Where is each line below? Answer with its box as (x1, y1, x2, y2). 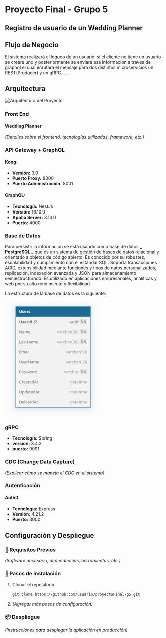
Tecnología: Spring (12, 435, 52, 441)
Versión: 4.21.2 (12, 511, 44, 517)
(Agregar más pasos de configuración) (12, 601, 93, 607)
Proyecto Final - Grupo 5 (5, 4, 108, 15)
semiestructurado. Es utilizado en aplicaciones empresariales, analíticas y (5, 275, 157, 281)
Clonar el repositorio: (12, 581, 56, 587)
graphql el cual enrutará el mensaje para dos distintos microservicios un (5, 64, 154, 71)
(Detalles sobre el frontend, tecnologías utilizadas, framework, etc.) (5, 134, 145, 140)
